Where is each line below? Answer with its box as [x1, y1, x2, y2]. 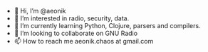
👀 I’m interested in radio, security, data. [14, 14, 130, 22]
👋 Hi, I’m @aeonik [14, 7, 66, 15]
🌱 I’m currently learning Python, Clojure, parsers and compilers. [14, 22, 201, 30]
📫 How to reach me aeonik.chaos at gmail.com [14, 37, 154, 45]
